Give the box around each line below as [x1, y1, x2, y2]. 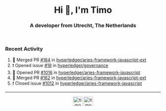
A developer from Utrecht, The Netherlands [30, 22, 136, 29]
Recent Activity [5, 45, 43, 52]
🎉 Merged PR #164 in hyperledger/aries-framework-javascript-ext [12, 57, 147, 63]
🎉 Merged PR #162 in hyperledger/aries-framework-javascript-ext [12, 74, 147, 80]
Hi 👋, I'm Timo [54, 4, 112, 16]
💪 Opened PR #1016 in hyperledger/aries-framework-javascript [12, 69, 141, 75]
